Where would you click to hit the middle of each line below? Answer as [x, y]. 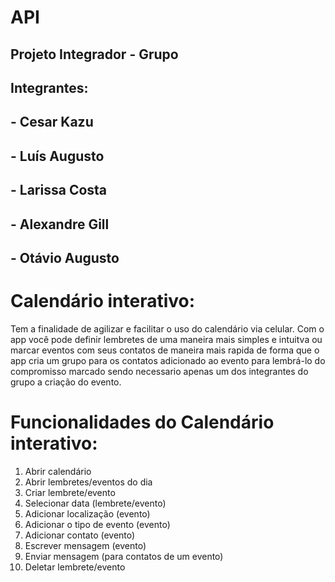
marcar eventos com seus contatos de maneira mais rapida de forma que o [165, 350]
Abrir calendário [58, 471]
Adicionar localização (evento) [87, 513]
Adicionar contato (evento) [80, 535]
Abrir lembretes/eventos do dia [88, 482]
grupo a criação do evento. [66, 382]
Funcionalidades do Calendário [142, 422]
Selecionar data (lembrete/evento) [95, 503]
